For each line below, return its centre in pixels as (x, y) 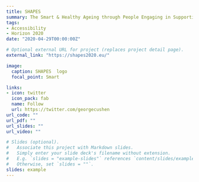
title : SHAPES (24, 12)
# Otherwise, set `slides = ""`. (50, 164)
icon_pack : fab (30, 99)
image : (14, 66)
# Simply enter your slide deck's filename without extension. (88, 153)
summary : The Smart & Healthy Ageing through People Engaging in (88, 17)
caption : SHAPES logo (39, 71)
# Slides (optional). (33, 142)
